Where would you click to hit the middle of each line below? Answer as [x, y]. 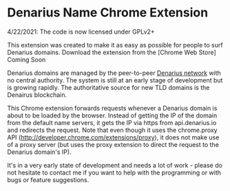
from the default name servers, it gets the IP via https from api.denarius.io [112, 122]
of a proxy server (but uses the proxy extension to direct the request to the [113, 144]
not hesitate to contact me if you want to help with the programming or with [114, 172]
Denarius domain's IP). [39, 152]
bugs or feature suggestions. [48, 179]
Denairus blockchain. [37, 95]
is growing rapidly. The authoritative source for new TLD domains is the [108, 87]
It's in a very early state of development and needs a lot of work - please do [115, 165]
